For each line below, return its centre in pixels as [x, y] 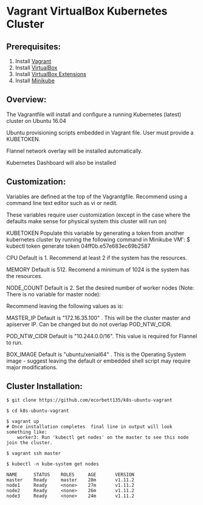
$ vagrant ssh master [34, 454]
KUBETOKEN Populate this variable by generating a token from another [95, 233]
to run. [15, 343]
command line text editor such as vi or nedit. [62, 203]
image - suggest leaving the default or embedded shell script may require [98, 361]
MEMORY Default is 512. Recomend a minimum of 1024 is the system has [98, 270]
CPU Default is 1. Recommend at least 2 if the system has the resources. [97, 257]
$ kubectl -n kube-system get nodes [53, 464]
